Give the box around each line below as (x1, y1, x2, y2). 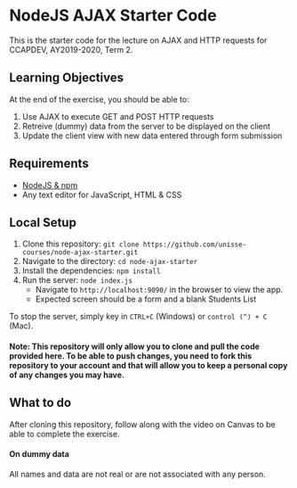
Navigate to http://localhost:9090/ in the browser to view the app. (35, 285, 284, 295)
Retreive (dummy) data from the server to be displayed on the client (21, 120, 271, 131)
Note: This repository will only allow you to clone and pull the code (9, 341, 261, 352)
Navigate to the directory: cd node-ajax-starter (21, 256, 198, 267)
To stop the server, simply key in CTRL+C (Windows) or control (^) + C (9, 311, 268, 322)
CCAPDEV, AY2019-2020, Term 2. (9, 44, 133, 54)
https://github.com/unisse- (142, 240, 247, 250)
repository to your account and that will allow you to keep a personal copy (9, 360, 288, 370)
